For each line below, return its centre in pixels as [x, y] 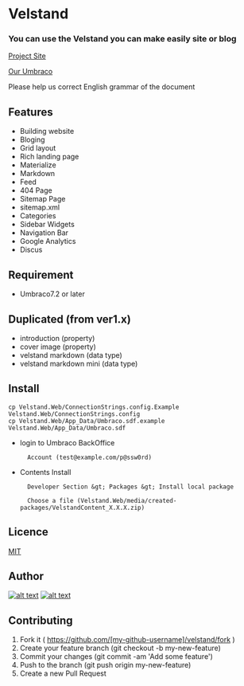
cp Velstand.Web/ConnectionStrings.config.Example [94, 407]
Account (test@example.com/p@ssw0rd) [90, 457]
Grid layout [38, 148]
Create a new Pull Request [63, 673]
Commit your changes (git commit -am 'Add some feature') [116, 657]
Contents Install [45, 472]
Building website [47, 131]
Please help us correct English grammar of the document [102, 87]
